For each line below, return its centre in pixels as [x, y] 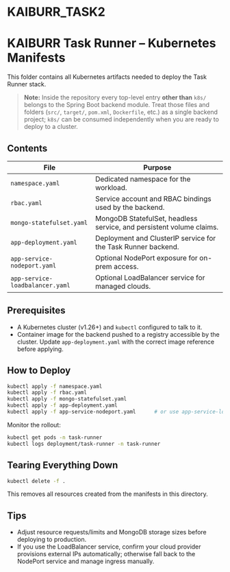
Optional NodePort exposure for [146, 258]
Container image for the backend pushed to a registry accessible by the [118, 334]
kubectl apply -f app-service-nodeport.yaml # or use [93, 412]
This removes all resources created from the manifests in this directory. [107, 494]
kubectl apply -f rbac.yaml [47, 393]
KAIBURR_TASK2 [56, 12]
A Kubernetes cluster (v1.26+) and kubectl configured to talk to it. [110, 327]
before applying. [40, 349]
